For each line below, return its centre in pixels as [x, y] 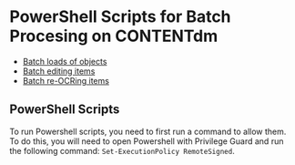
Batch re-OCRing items [66, 80]
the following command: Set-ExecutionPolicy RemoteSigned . [122, 150]
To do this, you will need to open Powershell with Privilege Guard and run [147, 141]
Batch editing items [59, 71]
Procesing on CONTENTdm [114, 36]
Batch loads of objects [65, 61]
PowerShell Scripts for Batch [120, 17]
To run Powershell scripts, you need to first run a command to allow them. [148, 131]
